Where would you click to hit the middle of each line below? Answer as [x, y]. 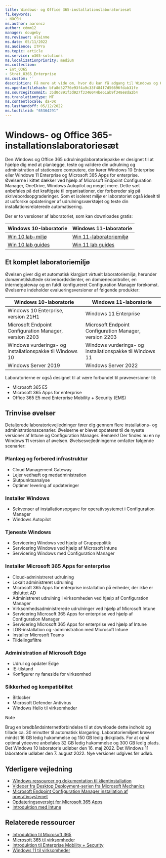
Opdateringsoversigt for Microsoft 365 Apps [57, 802]
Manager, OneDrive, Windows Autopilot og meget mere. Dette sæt [72, 185]
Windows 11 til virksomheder [41, 850]
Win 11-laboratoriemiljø [100, 237]
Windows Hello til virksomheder [45, 708]
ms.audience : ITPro [25, 46]
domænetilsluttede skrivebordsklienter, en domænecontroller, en [71, 279]
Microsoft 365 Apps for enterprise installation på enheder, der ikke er [83, 587]
